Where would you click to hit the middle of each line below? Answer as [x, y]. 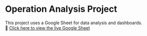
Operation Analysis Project [61, 9]
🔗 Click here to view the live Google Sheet [47, 28]
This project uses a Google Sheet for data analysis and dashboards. [74, 23]
